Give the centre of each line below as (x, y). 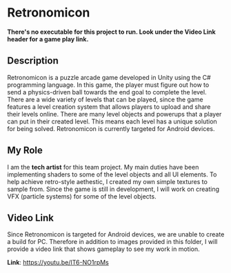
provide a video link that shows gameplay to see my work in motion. (103, 249)
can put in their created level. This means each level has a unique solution (112, 121)
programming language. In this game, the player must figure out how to (108, 85)
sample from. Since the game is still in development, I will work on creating (113, 189)
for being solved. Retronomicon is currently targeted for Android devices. (111, 128)
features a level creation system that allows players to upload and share (109, 107)
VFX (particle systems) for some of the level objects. (82, 196)
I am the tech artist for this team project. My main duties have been (103, 167)
